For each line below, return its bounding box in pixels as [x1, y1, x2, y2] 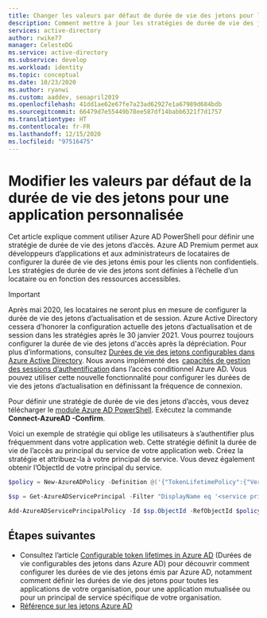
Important [8, 290, 41, 299]
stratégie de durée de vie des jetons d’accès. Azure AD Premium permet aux [8, 241, 259, 250]
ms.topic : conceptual [8, 71, 80, 79]
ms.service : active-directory [8, 49, 109, 57]
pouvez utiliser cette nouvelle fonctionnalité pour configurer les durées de [8, 373, 250, 382]
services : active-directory [8, 26, 102, 34]
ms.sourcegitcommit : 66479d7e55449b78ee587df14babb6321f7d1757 [8, 108, 222, 116]
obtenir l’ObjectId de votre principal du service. [8, 463, 162, 472]
